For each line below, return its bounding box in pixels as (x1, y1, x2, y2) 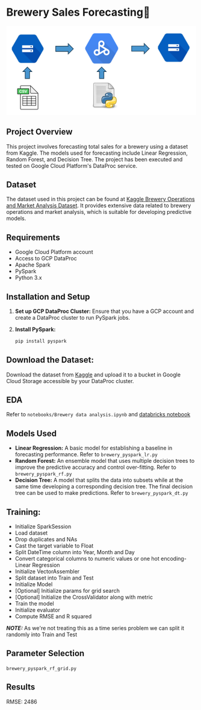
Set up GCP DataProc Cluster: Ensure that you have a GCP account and (14, 308, 194, 315)
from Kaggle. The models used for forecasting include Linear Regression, (6, 149, 188, 157)
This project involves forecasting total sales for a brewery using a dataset (6, 143, 188, 150)
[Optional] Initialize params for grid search (14, 587, 120, 595)
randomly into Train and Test (6, 631, 78, 638)
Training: (6, 507, 41, 517)
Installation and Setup (6, 291, 90, 302)
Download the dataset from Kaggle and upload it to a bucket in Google (6, 371, 181, 378)
